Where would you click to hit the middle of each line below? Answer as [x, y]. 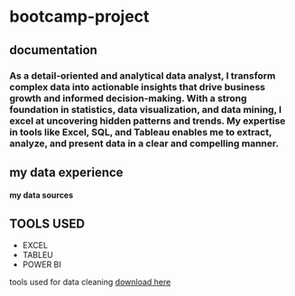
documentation [53, 50]
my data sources [41, 195]
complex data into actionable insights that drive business [138, 87]
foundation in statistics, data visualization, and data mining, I [146, 109]
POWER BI [41, 264]
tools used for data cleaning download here [90, 282]
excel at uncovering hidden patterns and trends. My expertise [147, 121]
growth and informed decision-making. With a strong [128, 98]
